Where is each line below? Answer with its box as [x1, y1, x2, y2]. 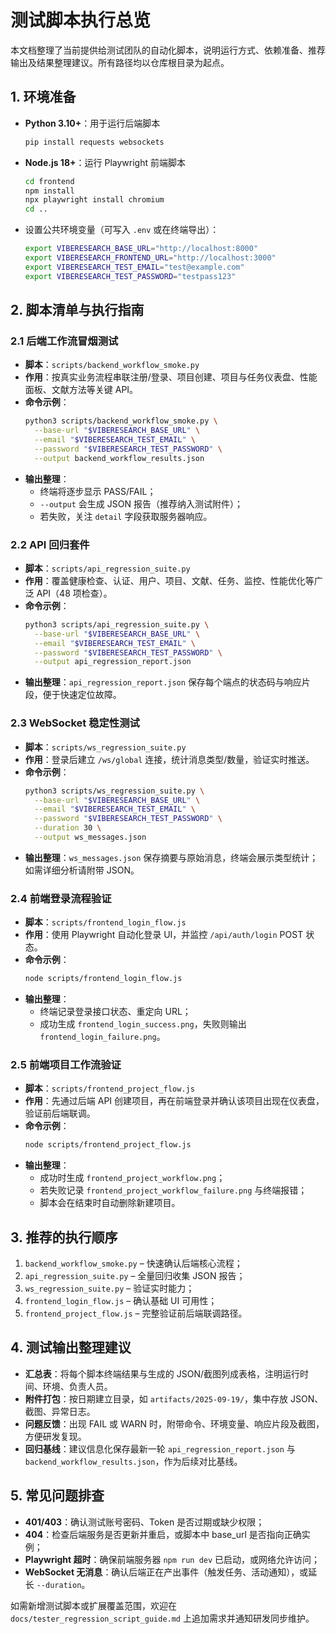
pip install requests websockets [24, 137, 165, 147]
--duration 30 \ [34, 823, 102, 833]
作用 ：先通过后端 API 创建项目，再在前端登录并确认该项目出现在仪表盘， [24, 1095, 325, 1107]
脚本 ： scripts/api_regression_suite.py [24, 562, 191, 574]
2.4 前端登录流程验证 [10, 891, 112, 905]
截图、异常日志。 [24, 1405, 96, 1417]
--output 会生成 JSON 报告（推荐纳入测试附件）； [39, 497, 243, 510]
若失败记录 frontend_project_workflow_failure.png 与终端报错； [39, 1184, 308, 1196]
